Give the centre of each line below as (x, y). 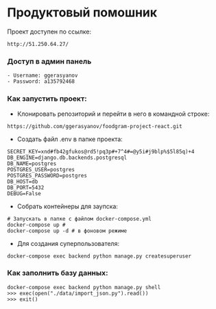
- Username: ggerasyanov (43, 76)
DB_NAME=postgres (32, 163)
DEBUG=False (24, 193)
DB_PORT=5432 (26, 187)
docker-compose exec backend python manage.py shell (84, 287)
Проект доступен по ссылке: (49, 32)
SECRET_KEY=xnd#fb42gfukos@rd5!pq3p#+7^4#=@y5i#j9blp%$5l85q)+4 (101, 151)
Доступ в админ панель (49, 61)
